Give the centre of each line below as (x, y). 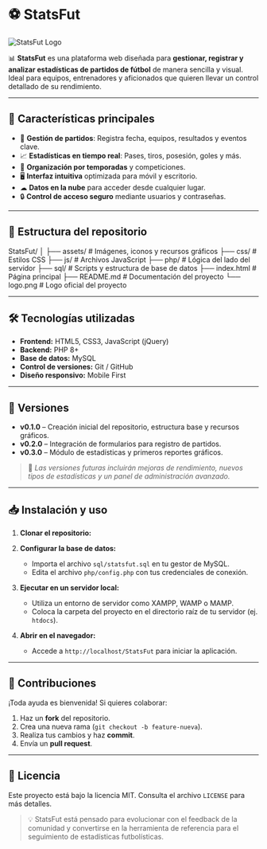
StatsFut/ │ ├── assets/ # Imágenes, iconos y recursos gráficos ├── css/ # (132, 251)
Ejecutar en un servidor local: (69, 588)
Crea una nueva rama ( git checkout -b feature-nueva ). (111, 726)
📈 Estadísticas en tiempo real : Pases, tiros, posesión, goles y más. (131, 155)
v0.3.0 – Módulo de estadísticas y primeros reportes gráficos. (121, 452)
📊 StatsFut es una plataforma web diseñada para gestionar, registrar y (126, 58)
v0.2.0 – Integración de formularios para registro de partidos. (120, 444)
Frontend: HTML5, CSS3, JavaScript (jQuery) (94, 342)
